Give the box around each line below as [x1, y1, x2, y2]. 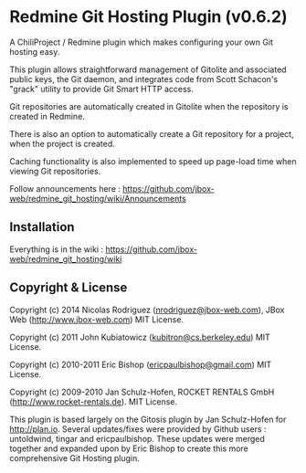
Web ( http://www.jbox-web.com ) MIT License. [9, 313, 185, 325]
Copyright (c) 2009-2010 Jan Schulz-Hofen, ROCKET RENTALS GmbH [9, 386, 275, 397]
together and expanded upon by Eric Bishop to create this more [9, 443, 248, 454]
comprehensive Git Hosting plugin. [9, 452, 140, 463]
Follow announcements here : [9, 183, 121, 194]
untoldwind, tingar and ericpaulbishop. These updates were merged [9, 433, 265, 444]
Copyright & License [9, 280, 128, 296]
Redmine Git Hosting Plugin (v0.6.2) [9, 6, 288, 27]
